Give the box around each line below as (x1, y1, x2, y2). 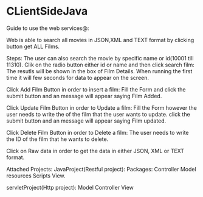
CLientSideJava (6, 4, 88, 18)
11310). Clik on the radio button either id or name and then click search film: (6, 61, 194, 68)
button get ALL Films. (6, 43, 60, 50)
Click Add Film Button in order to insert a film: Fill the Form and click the (6, 85, 186, 93)
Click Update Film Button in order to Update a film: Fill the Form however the (6, 104, 198, 111)
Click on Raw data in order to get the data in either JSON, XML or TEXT (6, 147, 184, 154)
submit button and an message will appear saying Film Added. (6, 92, 162, 99)
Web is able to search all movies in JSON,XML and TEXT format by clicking (6, 36, 194, 43)
